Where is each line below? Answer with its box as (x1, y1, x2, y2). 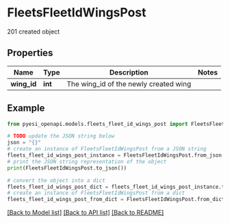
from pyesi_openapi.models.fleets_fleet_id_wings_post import (7, 120, 188, 127)
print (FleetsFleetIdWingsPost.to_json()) (7, 164, 127, 172)
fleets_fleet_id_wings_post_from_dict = (7, 196, 125, 203)
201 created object (7, 27, 60, 36)
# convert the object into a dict (7, 176, 106, 184)
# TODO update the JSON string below (7, 133, 115, 140)
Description (109, 67, 149, 77)
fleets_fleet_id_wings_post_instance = (7, 152, 121, 159)
